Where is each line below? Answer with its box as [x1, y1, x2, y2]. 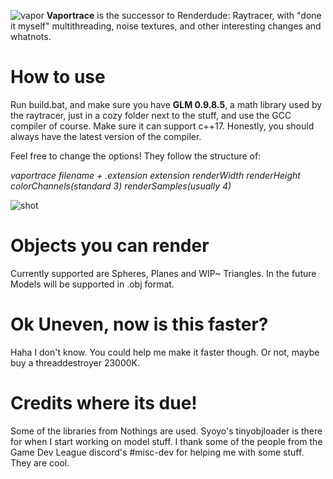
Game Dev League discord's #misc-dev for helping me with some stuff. [10, 446, 305, 458]
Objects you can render [10, 235, 210, 257]
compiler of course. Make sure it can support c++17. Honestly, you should [10, 120, 315, 132]
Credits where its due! [10, 392, 198, 414]
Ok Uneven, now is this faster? [10, 313, 269, 336]
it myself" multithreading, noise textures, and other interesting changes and [10, 20, 322, 32]
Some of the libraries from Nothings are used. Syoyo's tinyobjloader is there [10, 425, 323, 437]
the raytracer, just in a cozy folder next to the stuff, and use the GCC [10, 109, 292, 121]
